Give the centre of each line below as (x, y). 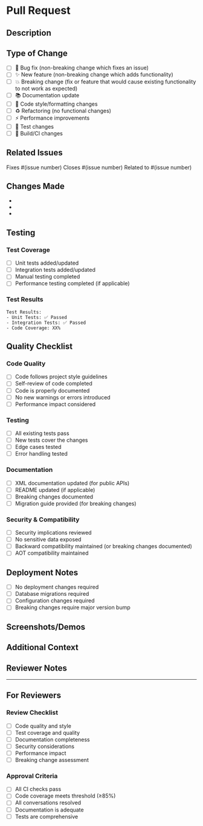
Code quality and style (43, 726)
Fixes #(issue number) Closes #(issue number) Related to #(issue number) (99, 167)
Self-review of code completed (53, 384)
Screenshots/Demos (46, 627)
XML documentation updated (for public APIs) (72, 483)
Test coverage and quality (47, 732)
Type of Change (37, 53)
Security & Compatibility (43, 519)
